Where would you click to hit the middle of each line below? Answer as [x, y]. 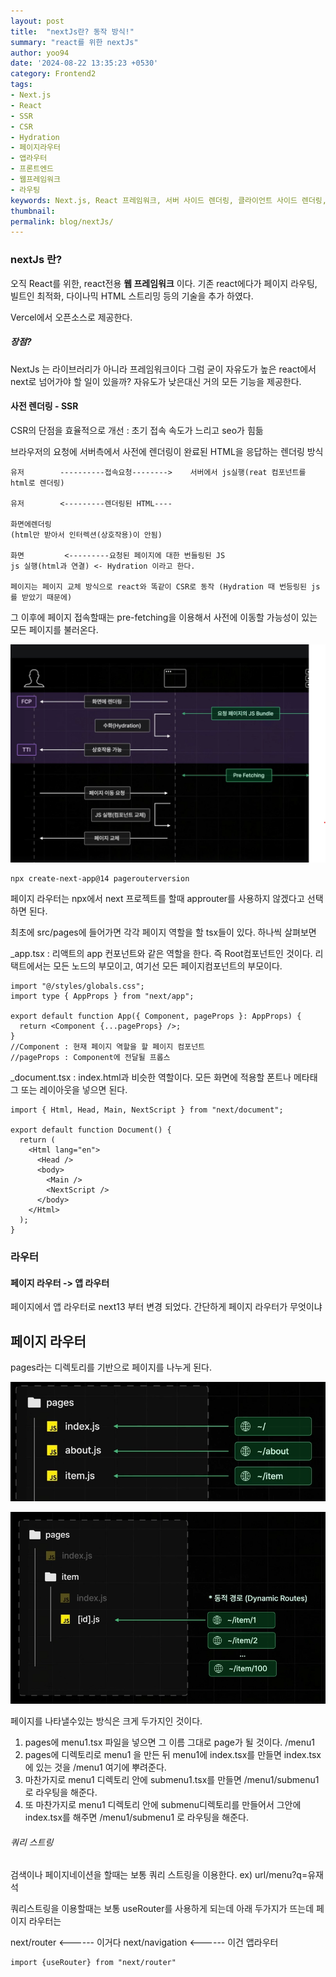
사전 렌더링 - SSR [44, 406]
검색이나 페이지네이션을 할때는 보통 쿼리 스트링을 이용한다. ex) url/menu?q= [159, 1875]
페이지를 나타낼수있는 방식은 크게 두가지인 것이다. [106, 1721]
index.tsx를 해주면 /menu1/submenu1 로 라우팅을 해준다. [136, 1817]
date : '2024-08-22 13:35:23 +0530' [84, 63]
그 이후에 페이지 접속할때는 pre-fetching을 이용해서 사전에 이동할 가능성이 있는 [164, 617]
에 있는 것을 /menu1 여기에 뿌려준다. [95, 1767]
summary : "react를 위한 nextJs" [74, 42]
